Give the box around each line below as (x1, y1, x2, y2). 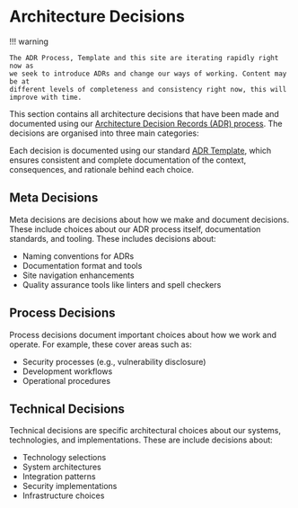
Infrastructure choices (22, 490, 105, 501)
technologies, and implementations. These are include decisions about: (9, 434, 274, 446)
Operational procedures (22, 375, 110, 386)
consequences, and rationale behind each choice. (9, 164, 195, 174)
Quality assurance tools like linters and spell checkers (22, 279, 222, 290)
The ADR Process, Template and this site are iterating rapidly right (9, 53, 279, 62)
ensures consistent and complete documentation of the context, (9, 155, 247, 165)
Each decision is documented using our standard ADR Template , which (9, 145, 272, 156)
